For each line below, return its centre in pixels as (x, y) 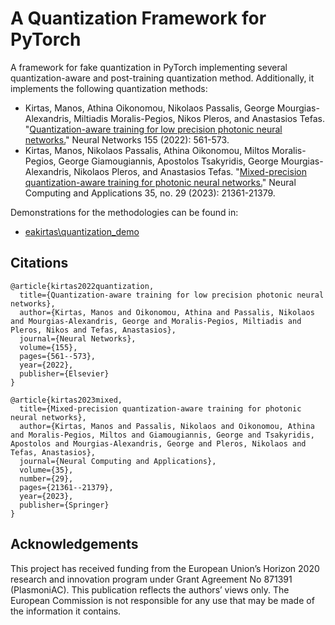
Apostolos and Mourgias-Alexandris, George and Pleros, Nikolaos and (158, 443)
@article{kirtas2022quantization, (82, 286)
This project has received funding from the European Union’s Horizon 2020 (165, 568)
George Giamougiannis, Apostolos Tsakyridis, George (168, 161)
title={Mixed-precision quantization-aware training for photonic (160, 408)
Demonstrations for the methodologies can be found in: (124, 212)
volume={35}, (46, 470)
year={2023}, (46, 496)
